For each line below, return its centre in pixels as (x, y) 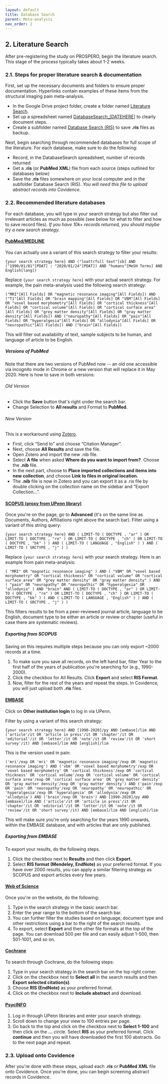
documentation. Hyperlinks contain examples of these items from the (76, 91)
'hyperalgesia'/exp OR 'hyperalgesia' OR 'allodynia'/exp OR (70, 792)
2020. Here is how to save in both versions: (50, 375)
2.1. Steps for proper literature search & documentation (73, 74)
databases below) (31, 173)
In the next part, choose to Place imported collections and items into (85, 471)
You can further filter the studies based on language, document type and (88, 918)
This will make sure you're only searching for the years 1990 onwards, (78, 820)
